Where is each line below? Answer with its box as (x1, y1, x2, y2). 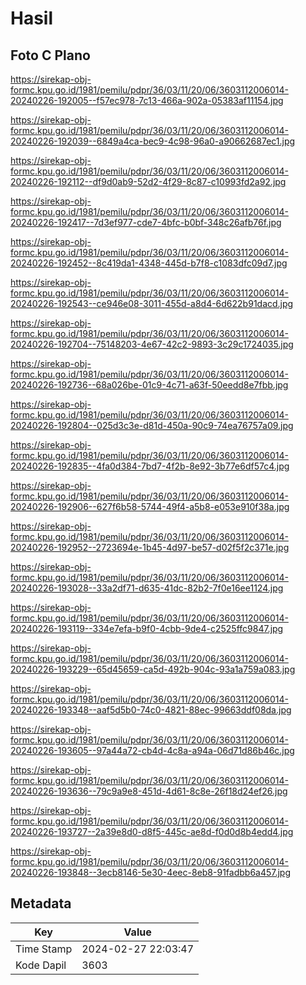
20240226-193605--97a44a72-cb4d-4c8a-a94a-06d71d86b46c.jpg (10, 745, 295, 756)
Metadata (10, 895, 72, 912)
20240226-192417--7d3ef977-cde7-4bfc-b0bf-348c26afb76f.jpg (10, 217, 282, 228)
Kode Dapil (15, 958, 67, 972)
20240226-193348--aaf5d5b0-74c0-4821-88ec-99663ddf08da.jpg (10, 704, 292, 716)
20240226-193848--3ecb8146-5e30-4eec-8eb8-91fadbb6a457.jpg (10, 867, 292, 878)
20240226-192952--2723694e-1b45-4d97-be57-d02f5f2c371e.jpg (10, 542, 290, 553)
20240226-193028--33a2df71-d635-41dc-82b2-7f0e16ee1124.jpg (10, 582, 284, 594)
